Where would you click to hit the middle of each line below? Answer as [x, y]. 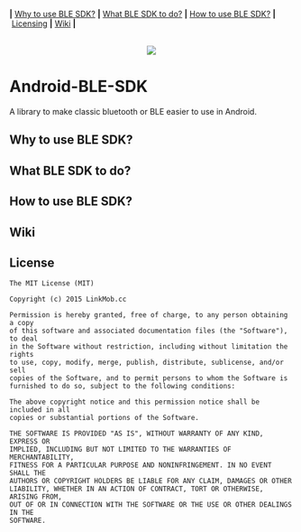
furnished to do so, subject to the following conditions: [123, 387]
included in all [40, 410]
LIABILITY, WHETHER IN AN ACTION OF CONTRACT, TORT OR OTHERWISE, [137, 489]
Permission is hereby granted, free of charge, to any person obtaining [149, 315]
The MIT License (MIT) [52, 284]
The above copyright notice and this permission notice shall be [134, 402]
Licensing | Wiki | [44, 23]
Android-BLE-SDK [79, 87]
